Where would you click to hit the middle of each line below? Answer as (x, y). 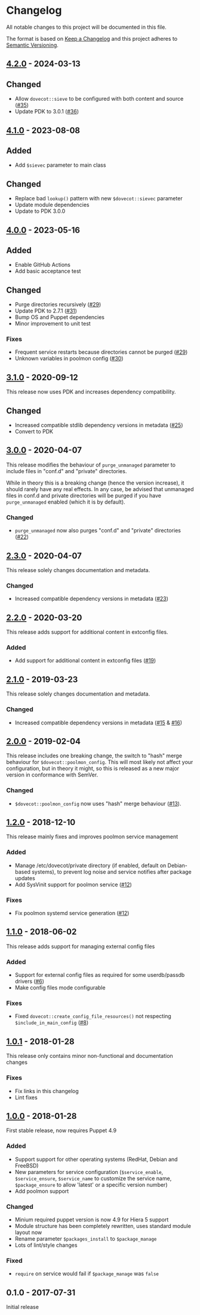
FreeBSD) (27, 1165)
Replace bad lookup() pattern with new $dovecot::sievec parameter (99, 198)
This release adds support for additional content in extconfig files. (87, 632)
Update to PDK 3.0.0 (40, 211)
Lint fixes (26, 1097)
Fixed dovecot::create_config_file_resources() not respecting (93, 1016)
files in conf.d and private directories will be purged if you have (84, 495)
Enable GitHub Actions (42, 265)
